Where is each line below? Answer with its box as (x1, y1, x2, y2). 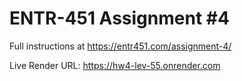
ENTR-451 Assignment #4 (9, 7, 230, 30)
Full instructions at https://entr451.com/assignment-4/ (9, 40, 232, 52)
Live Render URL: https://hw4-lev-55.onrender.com (9, 59, 221, 71)
